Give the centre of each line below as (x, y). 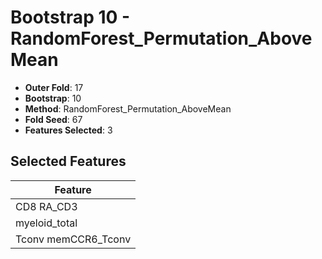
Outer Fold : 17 (54, 87)
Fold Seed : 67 (53, 119)
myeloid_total (46, 223)
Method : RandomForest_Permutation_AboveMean (128, 108)
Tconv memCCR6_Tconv (73, 239)
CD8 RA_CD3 (46, 206)
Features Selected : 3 (68, 130)
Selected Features (68, 161)
